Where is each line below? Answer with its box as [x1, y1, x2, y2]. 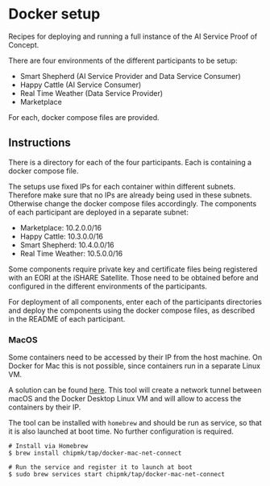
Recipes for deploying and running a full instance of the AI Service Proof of [8, 31, 258, 41]
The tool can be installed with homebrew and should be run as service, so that [8, 418, 262, 428]
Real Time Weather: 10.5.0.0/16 [19, 248, 123, 258]
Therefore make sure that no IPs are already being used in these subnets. [8, 190, 252, 200]
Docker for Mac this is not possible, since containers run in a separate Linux [8, 361, 260, 371]
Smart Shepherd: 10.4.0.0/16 [19, 239, 114, 250]
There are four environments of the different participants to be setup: [8, 56, 238, 65]
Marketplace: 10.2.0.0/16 [19, 222, 102, 232]
